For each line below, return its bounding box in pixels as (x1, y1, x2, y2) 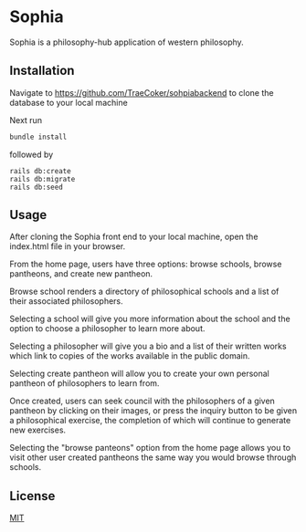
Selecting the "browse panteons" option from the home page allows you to (9, 443, 290, 454)
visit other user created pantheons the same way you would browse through (9, 452, 297, 463)
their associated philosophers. (9, 296, 123, 307)
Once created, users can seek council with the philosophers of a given (9, 395, 276, 407)
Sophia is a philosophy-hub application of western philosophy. (9, 37, 244, 47)
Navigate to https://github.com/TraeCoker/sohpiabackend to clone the (9, 87, 274, 98)
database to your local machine (9, 97, 128, 108)
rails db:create (9, 166, 71, 175)
